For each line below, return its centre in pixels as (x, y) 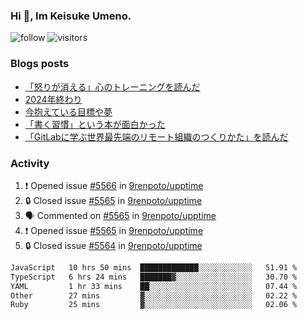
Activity (30, 163)
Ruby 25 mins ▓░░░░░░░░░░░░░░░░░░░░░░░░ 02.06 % (154, 305)
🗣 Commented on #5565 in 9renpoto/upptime (120, 215)
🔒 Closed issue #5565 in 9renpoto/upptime (113, 200)
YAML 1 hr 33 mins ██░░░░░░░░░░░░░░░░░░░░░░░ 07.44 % (154, 286)
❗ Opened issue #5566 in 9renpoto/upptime (114, 185)
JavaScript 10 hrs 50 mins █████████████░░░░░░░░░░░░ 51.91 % (154, 267)
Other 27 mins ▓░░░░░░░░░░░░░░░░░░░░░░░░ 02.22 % (154, 295)
